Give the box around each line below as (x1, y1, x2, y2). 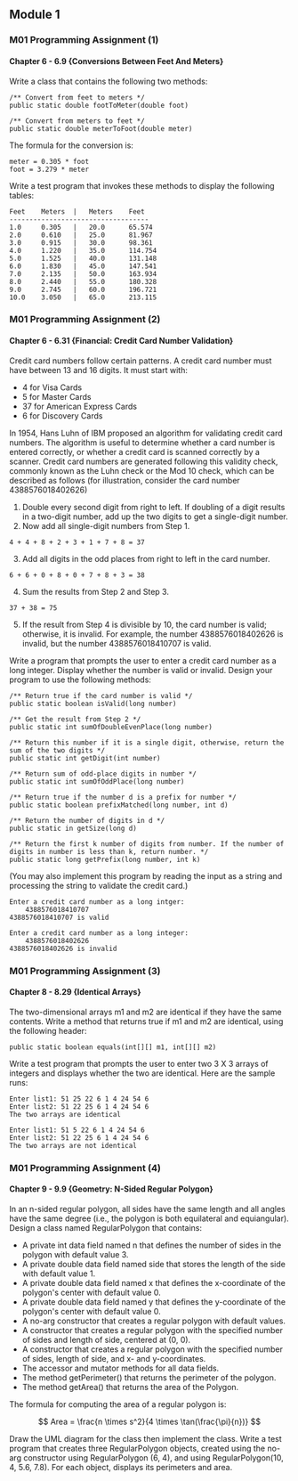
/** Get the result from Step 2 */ (9, 714, 141, 724)
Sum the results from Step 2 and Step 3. (21, 586, 169, 597)
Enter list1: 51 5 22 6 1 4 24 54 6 (9, 1126, 145, 1135)
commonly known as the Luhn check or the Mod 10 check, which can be (9, 465, 275, 476)
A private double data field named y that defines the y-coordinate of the (21, 1296, 286, 1307)
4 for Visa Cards (21, 382, 83, 393)
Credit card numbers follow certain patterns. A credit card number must (9, 355, 272, 366)
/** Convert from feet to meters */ (9, 93, 145, 102)
